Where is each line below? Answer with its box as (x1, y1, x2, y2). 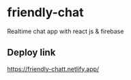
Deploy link (7, 47, 56, 58)
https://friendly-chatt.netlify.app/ (7, 64, 100, 73)
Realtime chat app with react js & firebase (7, 27, 124, 35)
